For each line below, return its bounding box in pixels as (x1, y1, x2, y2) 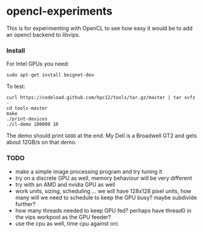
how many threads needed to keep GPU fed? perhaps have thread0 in (15, 207, 191, 214)
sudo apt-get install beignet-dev (6, 72, 95, 78)
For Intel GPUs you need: (6, 60, 69, 68)
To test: (6, 83, 26, 90)
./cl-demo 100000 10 (6, 121, 59, 128)
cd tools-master (6, 105, 48, 111)
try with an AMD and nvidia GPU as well (15, 180, 116, 188)
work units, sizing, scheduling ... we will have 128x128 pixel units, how (15, 187, 191, 194)
